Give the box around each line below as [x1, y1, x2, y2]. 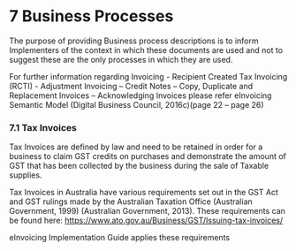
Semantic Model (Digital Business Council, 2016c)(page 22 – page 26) [9, 99, 264, 110]
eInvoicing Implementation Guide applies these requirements [9, 232, 231, 243]
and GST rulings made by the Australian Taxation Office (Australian [9, 196, 254, 207]
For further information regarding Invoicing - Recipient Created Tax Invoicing [9, 71, 288, 81]
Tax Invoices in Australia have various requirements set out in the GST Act [9, 187, 278, 198]
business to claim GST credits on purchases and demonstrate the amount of [9, 151, 287, 162]
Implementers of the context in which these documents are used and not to [9, 44, 284, 55]
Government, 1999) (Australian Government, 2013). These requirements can [9, 206, 285, 217]
